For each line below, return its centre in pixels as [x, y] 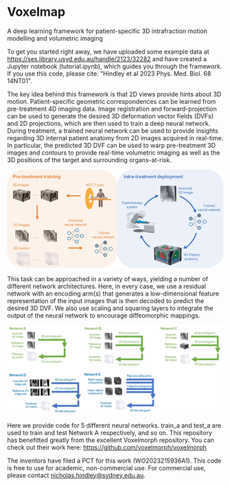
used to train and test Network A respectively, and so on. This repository [110, 432]
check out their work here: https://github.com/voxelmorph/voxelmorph [107, 447]
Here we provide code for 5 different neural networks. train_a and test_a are [114, 425]
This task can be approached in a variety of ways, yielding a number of [108, 279]
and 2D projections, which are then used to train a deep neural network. [109, 123]
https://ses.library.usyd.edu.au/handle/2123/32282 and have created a [107, 58]
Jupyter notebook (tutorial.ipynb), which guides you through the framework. [115, 66]
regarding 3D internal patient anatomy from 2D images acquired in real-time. [115, 137]
